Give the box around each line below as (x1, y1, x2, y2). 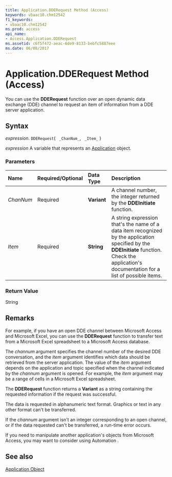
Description (111, 174, 141, 181)
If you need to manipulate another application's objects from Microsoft (5, 432, 154, 438)
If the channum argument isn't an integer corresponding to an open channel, (5, 416, 167, 423)
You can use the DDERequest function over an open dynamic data (5, 96, 145, 102)
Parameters (5, 158, 35, 165)
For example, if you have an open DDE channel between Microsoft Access (5, 327, 162, 334)
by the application (111, 233, 155, 241)
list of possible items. (111, 272, 162, 279)
